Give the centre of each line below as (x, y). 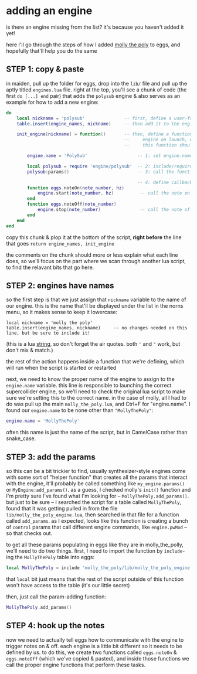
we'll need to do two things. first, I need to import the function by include (94, 551)
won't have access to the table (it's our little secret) (68, 585)
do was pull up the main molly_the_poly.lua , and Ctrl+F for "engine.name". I (98, 404)
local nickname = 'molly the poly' (50, 323)
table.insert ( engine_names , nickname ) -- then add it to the (98, 124)
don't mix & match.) (30, 350)
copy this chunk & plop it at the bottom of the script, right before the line (94, 237)
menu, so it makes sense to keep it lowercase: (62, 312)
